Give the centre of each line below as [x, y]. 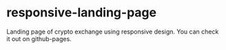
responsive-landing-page [81, 13]
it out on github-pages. [39, 38]
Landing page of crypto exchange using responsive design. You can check [113, 32]
